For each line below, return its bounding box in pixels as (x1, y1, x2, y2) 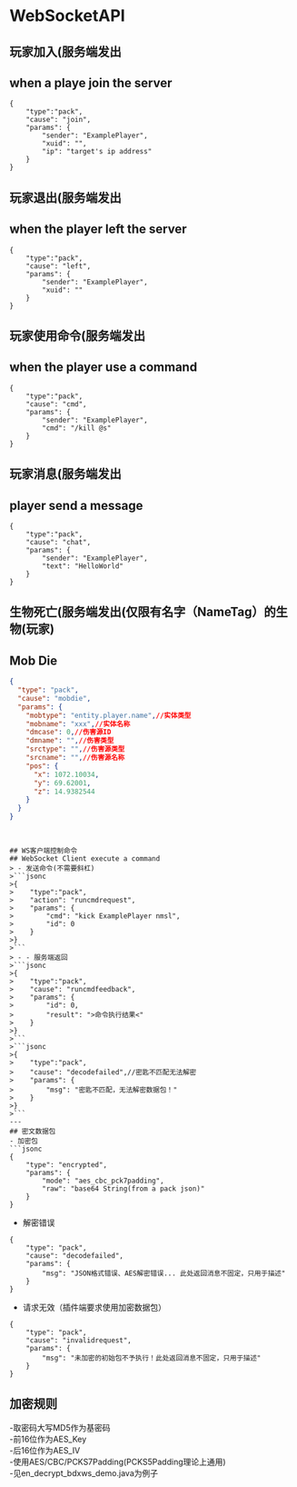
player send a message (9, 497, 144, 514)
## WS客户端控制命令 (9, 846, 78, 855)
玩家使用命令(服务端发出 (9, 328, 145, 344)
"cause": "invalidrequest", (25, 1336, 132, 1345)
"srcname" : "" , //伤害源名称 (25, 753, 125, 763)
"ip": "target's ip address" (42, 147, 153, 156)
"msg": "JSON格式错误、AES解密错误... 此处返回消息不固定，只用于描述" (42, 1269, 286, 1278)
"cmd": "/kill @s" (42, 424, 112, 433)
